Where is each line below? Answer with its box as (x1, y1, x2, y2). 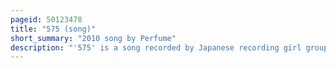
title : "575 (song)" (10, 24, 97, 34)
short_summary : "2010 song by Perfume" (10, 33, 177, 43)
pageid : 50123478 (10, 14, 83, 25)
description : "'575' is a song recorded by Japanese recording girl (10, 42, 302, 53)
